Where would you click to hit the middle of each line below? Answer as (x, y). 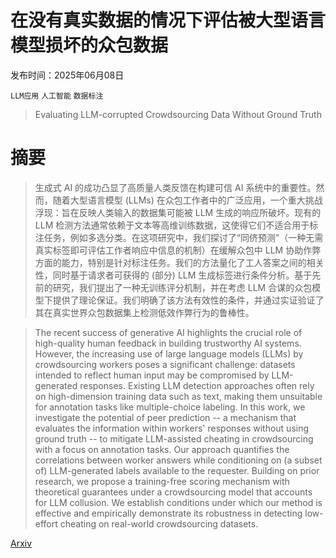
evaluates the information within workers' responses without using (172, 428)
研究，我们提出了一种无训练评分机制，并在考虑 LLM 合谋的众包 (182, 287)
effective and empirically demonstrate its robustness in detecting (168, 513)
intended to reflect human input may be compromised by (152, 375)
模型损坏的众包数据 (89, 45)
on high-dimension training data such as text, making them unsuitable (178, 396)
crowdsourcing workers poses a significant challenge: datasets (165, 364)
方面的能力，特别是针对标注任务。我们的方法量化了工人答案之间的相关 (179, 262)
